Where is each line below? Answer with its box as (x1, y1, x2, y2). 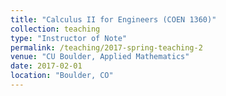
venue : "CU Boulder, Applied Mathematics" (10, 52, 190, 62)
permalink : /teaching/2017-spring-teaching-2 (10, 42, 203, 53)
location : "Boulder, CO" (10, 71, 114, 81)
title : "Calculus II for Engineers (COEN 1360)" (10, 14, 217, 25)
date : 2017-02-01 (10, 61, 83, 71)
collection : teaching (10, 24, 101, 34)
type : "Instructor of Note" (10, 33, 128, 43)
